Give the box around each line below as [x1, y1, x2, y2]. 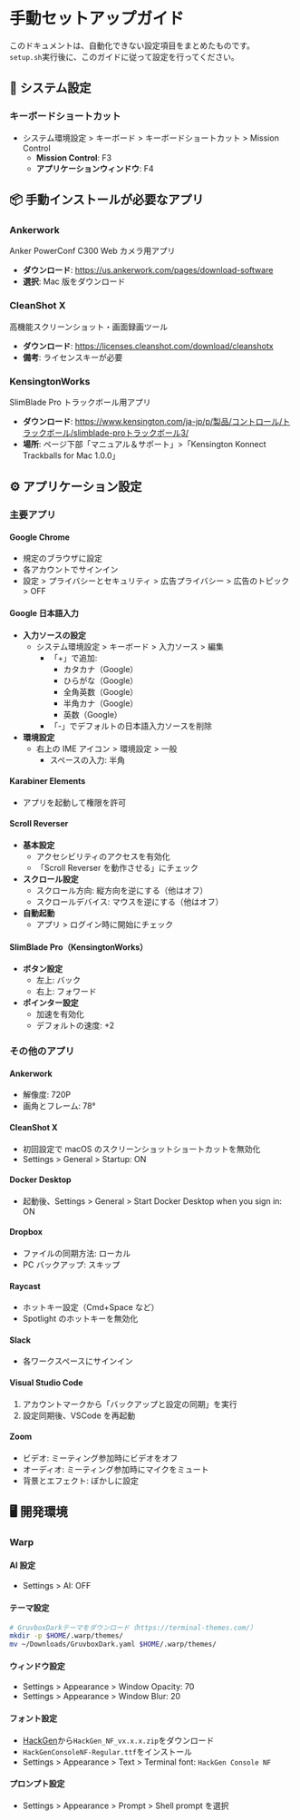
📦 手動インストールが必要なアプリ [9, 192, 204, 208]
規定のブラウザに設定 [22, 553, 102, 563]
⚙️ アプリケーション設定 [9, 479, 142, 494]
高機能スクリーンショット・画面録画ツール [9, 321, 169, 332]
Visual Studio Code [9, 1376, 83, 1388]
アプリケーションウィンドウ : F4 [35, 162, 154, 173]
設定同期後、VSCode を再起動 [22, 1410, 136, 1421]
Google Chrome [9, 532, 71, 543]
